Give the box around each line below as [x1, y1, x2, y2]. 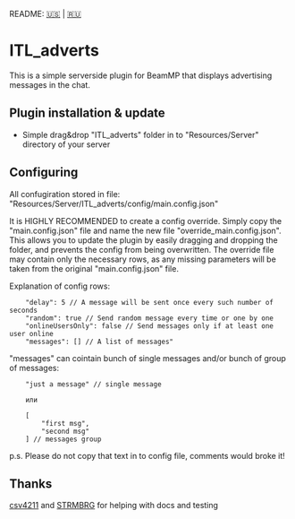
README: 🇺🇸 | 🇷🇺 [9, 9, 82, 19]
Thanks [9, 476, 53, 491]
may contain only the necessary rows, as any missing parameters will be [9, 254, 277, 264]
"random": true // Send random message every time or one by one [25, 314, 274, 323]
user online [9, 329, 54, 338]
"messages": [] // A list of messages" [25, 337, 174, 346]
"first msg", [41, 419, 90, 428]
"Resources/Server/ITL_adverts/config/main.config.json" [9, 198, 219, 209]
